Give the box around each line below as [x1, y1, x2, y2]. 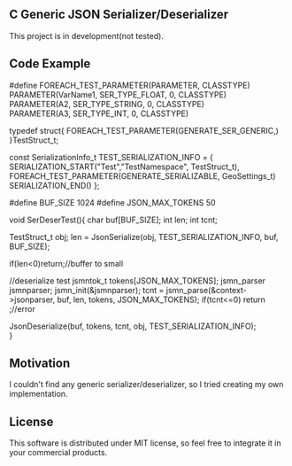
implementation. [9, 389, 68, 400]
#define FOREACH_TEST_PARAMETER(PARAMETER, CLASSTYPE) [9, 80, 250, 90]
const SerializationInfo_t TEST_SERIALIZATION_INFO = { [9, 151, 214, 162]
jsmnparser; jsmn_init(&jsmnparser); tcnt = [9, 284, 165, 295]
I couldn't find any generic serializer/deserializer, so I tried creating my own [9, 379, 284, 390]
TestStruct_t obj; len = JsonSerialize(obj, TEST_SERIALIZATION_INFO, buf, [9, 231, 279, 242]
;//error [9, 303, 35, 314]
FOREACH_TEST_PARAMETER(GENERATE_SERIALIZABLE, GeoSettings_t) [9, 170, 276, 181]
